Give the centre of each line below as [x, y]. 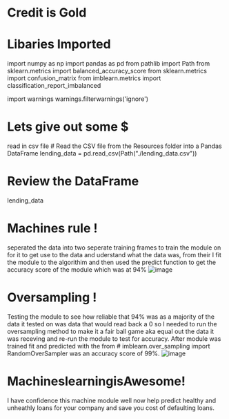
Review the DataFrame [73, 181]
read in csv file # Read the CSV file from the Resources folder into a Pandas [114, 146]
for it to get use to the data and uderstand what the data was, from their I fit [114, 254]
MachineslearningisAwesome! [97, 381]
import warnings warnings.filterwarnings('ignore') [78, 99]
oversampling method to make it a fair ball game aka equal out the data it [111, 331]
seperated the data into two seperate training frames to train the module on [114, 248]
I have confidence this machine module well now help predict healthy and [112, 400]
